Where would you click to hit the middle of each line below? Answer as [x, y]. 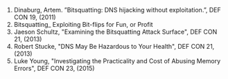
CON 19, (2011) [35, 17]
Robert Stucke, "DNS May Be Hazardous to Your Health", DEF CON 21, [114, 46]
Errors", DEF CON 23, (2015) [54, 68]
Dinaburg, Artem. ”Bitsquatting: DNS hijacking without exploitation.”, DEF [117, 10]
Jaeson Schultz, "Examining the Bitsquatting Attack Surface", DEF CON [115, 32]
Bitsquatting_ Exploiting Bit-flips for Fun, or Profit [84, 24]
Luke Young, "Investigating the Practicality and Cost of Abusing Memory [117, 61]
